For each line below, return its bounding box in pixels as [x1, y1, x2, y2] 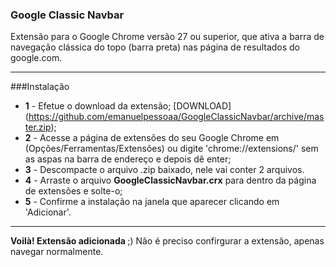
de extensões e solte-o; [24, 185, 123, 197]
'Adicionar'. [24, 206, 72, 218]
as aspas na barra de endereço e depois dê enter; [24, 153, 232, 165]
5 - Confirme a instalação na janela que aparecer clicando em [24, 196, 280, 208]
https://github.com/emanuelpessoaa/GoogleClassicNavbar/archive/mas [28, 111, 325, 123]
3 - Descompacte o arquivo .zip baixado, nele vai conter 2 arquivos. [24, 164, 305, 176]
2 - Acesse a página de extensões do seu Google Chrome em [24, 132, 280, 144]
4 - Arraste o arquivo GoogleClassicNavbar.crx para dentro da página [24, 174, 317, 187]
